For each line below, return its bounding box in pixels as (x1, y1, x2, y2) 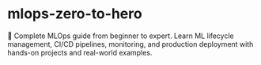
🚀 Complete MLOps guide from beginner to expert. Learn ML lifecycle (7, 31, 234, 40)
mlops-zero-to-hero (7, 5, 143, 23)
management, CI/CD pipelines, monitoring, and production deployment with (7, 39, 254, 48)
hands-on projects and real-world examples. (7, 48, 153, 57)
